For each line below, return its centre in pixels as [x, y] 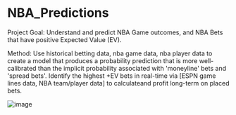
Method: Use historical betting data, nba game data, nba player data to [110, 53]
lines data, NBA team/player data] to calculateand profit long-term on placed [118, 83]
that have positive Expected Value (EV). [64, 39]
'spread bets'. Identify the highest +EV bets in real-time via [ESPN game [112, 76]
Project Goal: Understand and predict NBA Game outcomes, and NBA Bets [115, 32]
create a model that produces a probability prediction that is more [103, 60]
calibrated [22, 68]
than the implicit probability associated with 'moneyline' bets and [132, 68]
